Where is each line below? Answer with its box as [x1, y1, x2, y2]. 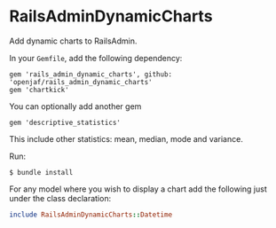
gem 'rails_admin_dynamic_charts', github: [9, 69, 173, 79]
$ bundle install [9, 168, 74, 177]
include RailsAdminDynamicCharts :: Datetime [9, 210, 173, 219]
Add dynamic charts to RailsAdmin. [9, 35, 138, 46]
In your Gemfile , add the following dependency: [9, 52, 183, 63]
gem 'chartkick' [9, 85, 69, 94]
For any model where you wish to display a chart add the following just [9, 184, 268, 194]
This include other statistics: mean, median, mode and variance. [9, 133, 244, 144]
